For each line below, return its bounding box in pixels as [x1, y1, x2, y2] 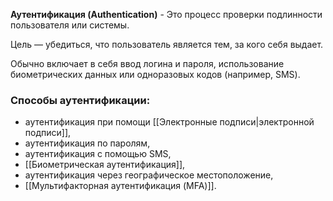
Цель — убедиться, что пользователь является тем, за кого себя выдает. [10, 39, 324, 50]
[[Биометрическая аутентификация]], [24, 159, 186, 171]
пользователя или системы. [10, 19, 130, 31]
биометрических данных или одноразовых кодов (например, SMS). [10, 69, 301, 80]
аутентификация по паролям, [24, 137, 151, 149]
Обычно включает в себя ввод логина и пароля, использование [10, 58, 285, 69]
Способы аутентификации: [10, 93, 151, 107]
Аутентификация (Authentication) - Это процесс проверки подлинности [10, 9, 323, 20]
